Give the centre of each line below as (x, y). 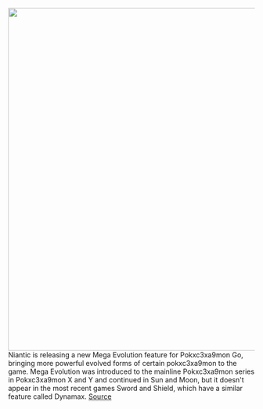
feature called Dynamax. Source (60, 396)
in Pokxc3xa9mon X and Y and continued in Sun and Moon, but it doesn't (126, 380)
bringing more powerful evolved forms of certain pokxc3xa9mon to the (122, 363)
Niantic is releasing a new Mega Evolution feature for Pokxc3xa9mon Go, (126, 355)
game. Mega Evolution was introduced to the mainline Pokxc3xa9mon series (131, 371)
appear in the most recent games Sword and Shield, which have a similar (126, 388)
